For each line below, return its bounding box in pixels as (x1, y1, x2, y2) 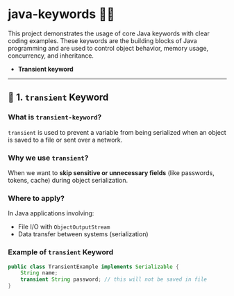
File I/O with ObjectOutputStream (17, 222, 110, 231)
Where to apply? (8, 193, 65, 203)
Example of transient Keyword (8, 247, 114, 257)
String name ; (20, 270, 58, 277)
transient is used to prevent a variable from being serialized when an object (8, 128, 226, 136)
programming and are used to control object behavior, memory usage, (8, 44, 209, 52)
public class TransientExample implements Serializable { (8, 263, 179, 270)
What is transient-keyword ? (8, 113, 102, 122)
